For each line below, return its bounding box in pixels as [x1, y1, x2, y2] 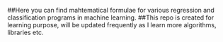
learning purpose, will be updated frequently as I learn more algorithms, [7, 21, 217, 29]
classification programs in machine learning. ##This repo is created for [7, 13, 215, 22]
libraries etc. [7, 28, 44, 36]
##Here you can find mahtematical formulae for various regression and [7, 6, 215, 14]
